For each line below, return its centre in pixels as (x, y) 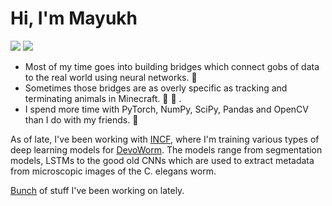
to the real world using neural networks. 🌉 (111, 77)
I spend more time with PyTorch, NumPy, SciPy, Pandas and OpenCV (166, 109)
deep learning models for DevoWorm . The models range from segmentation (166, 149)
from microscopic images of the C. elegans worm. (113, 171)
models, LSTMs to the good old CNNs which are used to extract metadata (162, 160)
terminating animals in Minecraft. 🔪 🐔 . (103, 98)
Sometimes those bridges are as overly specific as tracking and (156, 88)
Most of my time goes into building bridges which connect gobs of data (172, 66)
